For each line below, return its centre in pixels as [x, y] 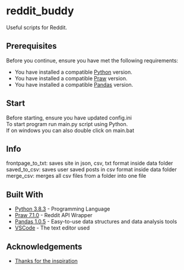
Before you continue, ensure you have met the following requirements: [92, 60]
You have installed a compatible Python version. [73, 72]
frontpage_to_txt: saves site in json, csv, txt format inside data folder [90, 163]
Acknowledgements [44, 247]
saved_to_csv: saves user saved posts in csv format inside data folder [91, 169]
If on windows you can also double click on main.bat [70, 130]
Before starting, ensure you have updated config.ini [69, 118]
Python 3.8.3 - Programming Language [62, 209]
